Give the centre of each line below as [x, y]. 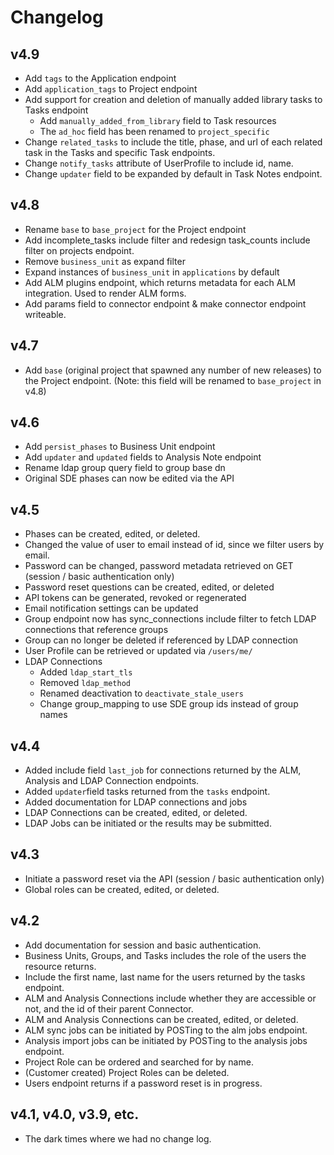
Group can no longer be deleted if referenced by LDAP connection [161, 640]
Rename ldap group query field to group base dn [125, 468]
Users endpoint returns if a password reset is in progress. [143, 1083]
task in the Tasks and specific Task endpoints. [120, 152]
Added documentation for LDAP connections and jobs [136, 802]
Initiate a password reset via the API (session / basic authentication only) [174, 878]
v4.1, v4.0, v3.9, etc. [75, 1114]
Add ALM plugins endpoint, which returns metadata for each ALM [160, 282]
